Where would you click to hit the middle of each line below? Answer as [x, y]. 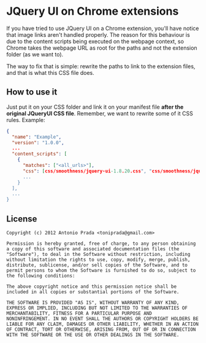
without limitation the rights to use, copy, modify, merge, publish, [98, 260]
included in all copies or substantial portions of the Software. [93, 292]
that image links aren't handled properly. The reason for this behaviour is [98, 34]
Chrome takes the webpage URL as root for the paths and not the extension [102, 48]
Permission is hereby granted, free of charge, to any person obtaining [101, 244]
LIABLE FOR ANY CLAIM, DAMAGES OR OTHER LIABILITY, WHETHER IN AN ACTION [103, 324]
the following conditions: [41, 276]
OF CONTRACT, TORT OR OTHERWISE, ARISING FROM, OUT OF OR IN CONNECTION [101, 330]
